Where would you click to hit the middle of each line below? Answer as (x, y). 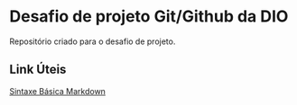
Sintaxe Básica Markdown (58, 91)
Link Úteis (38, 70)
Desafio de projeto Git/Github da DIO (149, 17)
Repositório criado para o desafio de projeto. (93, 41)
